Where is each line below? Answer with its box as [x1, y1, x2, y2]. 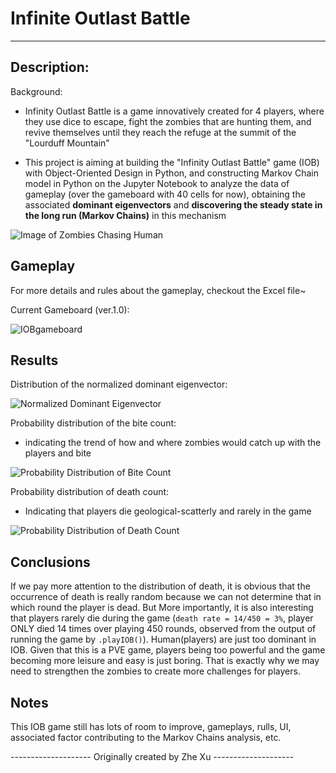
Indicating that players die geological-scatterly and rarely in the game [24, 505, 312, 517]
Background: [10, 85, 63, 97]
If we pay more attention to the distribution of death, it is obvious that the [10, 580, 311, 592]
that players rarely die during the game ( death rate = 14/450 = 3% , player [10, 612, 314, 624]
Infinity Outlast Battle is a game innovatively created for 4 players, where [24, 105, 325, 117]
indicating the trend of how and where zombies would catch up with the [24, 437, 322, 449]
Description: [10, 59, 90, 76]
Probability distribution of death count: [10, 486, 170, 498]
